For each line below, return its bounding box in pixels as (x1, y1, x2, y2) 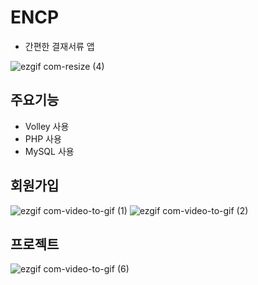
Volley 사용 (24, 120, 70, 132)
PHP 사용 (24, 132, 62, 145)
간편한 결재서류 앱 (24, 40, 95, 52)
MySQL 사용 (24, 145, 75, 157)
